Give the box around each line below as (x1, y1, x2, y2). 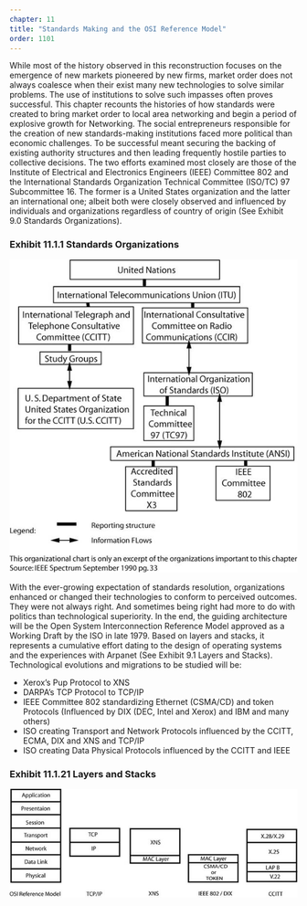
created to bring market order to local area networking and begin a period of (9, 109, 297, 120)
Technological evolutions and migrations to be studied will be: (9, 659, 242, 670)
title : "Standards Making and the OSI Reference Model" (9, 24, 227, 34)
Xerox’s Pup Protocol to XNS (22, 677, 131, 689)
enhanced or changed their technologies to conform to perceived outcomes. (9, 592, 298, 603)
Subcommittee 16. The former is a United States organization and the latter (9, 186, 291, 197)
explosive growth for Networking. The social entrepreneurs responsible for (9, 119, 291, 130)
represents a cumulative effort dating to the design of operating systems (9, 640, 282, 651)
